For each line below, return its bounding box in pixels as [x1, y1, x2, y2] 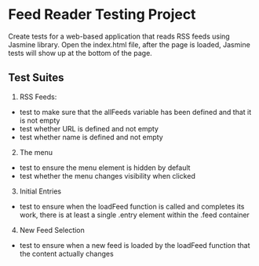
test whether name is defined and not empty [19, 132, 163, 142]
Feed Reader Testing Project [8, 6, 196, 24]
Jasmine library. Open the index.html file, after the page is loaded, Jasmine [8, 39, 251, 49]
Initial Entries [19, 187, 61, 196]
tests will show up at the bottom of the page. [8, 48, 153, 57]
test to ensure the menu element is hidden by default [19, 163, 191, 172]
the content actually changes [19, 249, 114, 258]
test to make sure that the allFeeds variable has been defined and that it [19, 107, 252, 116]
